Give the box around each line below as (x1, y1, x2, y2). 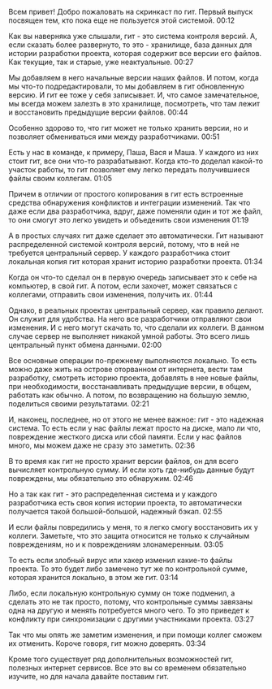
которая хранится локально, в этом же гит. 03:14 (8, 573, 179, 582)
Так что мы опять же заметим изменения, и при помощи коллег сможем (8, 630, 262, 639)
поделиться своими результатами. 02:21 (8, 399, 150, 409)
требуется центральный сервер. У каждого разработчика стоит (8, 248, 231, 258)
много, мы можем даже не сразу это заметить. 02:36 (8, 440, 196, 450)
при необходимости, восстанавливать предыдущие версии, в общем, (8, 382, 252, 391)
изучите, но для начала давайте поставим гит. (8, 672, 169, 681)
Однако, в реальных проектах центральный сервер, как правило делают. (8, 305, 264, 315)
